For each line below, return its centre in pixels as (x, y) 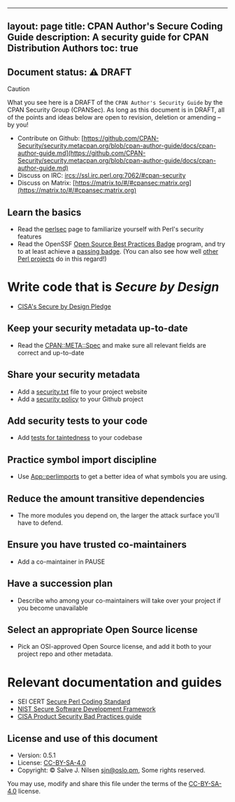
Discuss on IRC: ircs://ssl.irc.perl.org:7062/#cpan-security (101, 176)
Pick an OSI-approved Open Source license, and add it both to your (114, 647)
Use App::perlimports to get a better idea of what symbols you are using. (122, 477)
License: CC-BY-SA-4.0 (51, 763)
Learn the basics (44, 212)
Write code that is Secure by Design (113, 287)
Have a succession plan (60, 583)
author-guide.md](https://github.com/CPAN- (81, 153)
